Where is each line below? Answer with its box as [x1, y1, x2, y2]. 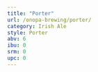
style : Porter [7, 29, 49, 36]
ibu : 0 [7, 42, 26, 49]
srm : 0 [7, 49, 26, 56]
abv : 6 [7, 36, 26, 43]
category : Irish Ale [7, 23, 67, 29]
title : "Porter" [7, 10, 54, 17]
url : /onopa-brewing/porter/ [7, 16, 92, 23]
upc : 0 [7, 55, 26, 62]
